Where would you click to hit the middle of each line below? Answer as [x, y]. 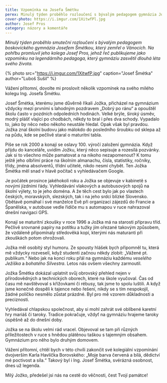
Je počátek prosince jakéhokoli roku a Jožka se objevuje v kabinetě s [76, 181]
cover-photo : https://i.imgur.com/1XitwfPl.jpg [55, 19]
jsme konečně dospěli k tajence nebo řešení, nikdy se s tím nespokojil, [77, 289]
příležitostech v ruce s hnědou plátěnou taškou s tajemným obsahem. [76, 335]
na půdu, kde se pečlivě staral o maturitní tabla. [54, 135]
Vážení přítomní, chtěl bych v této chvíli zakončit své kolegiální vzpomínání [82, 350]
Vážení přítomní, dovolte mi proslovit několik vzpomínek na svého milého [80, 88]
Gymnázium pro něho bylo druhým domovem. [52, 340]
